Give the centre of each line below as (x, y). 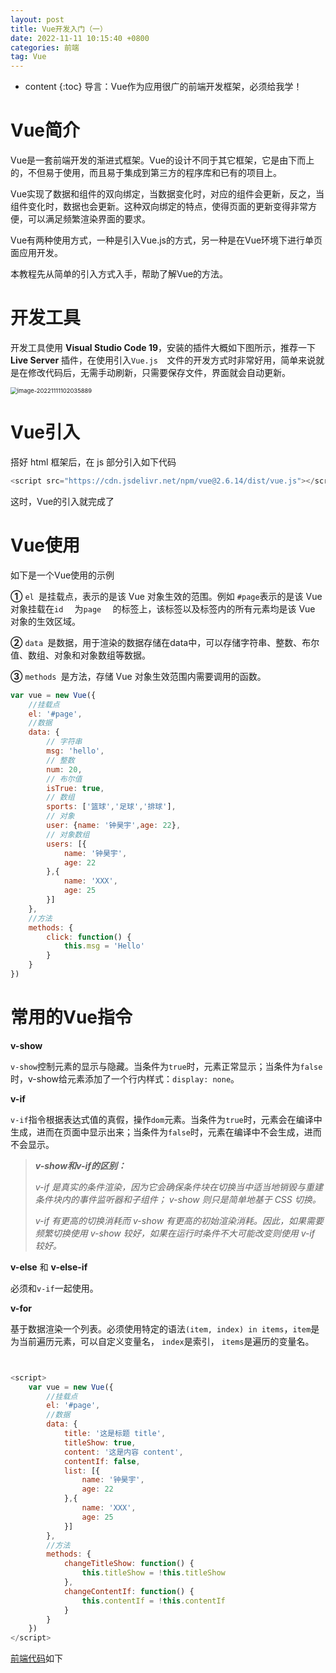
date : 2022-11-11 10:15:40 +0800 (80, 38)
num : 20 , (64, 769)
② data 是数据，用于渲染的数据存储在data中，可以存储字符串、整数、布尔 (165, 642)
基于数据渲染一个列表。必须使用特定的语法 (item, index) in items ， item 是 (165, 1328)
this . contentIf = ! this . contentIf (153, 1601)
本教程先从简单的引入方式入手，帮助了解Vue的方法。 (119, 274)
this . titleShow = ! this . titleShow (153, 1573)
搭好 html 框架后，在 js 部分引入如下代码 (93, 462)
